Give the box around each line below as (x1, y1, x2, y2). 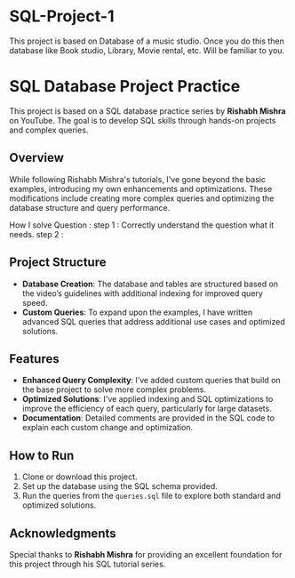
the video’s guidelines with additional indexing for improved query (21, 287, 264, 299)
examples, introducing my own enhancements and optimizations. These (9, 183, 273, 194)
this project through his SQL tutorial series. (9, 558, 166, 569)
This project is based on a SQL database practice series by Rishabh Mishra (9, 105, 286, 116)
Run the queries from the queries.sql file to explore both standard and (21, 491, 282, 502)
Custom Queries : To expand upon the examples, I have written (21, 307, 253, 317)
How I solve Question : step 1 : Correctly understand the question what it (9, 220, 275, 230)
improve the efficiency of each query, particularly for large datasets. (21, 403, 273, 414)
